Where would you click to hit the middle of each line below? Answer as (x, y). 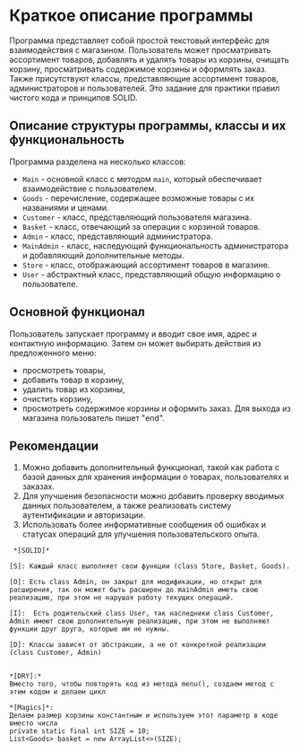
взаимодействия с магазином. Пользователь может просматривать (140, 49)
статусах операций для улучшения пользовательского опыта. (141, 534)
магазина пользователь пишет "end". (94, 417)
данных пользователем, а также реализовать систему (127, 506)
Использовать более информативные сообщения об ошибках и (144, 525)
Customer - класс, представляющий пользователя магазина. (137, 217)
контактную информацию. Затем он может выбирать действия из (135, 343)
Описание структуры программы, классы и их (148, 126)
